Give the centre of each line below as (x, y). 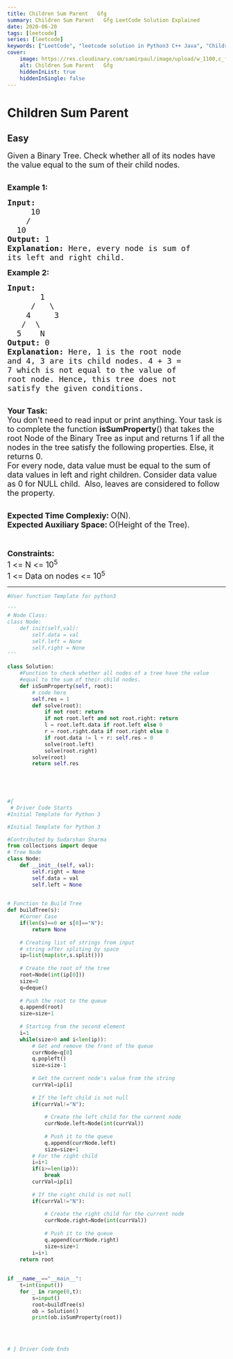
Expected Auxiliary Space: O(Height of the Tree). (98, 525)
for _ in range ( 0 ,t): (51, 1292)
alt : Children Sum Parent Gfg (66, 65)
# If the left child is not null (80, 1097)
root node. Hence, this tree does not (92, 379)
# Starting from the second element (73, 1027)
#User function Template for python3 (62, 596)
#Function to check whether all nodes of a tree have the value (114, 673)
